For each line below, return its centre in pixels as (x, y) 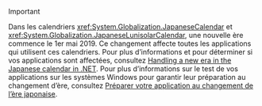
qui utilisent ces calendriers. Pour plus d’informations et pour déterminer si (131, 52)
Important (24, 11)
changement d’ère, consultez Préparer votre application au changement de (131, 85)
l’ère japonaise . (33, 94)
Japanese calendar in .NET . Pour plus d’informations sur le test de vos (123, 69)
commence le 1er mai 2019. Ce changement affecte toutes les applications (130, 44)
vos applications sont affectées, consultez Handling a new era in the (120, 60)
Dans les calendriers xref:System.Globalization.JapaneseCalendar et (120, 26)
